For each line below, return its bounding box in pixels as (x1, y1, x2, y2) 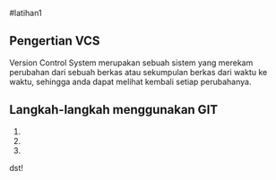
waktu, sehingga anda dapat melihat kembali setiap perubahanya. (9, 76, 252, 87)
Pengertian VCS (9, 33, 100, 48)
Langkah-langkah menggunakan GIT (9, 102, 219, 117)
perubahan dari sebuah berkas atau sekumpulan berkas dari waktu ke (9, 66, 268, 77)
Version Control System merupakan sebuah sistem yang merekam (9, 57, 254, 68)
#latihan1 (9, 8, 42, 18)
